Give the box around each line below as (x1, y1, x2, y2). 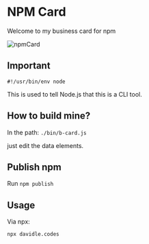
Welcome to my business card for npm (7, 27, 116, 35)
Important (7, 60, 51, 72)
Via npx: (7, 217, 31, 226)
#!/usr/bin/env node (7, 78, 66, 85)
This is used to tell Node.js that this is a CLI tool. (7, 90, 142, 98)
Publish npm (7, 161, 62, 173)
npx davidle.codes (7, 231, 59, 238)
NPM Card (7, 4, 66, 20)
